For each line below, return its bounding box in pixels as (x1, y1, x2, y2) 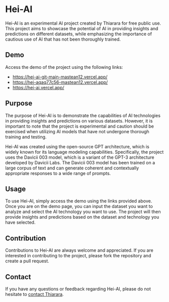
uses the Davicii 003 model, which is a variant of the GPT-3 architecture (5, 154, 154, 160)
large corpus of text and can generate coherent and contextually (5, 165, 139, 171)
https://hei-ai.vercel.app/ (12, 84, 64, 90)
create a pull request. (5, 258, 49, 264)
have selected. (5, 220, 36, 226)
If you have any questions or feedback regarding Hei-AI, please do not (5, 286, 151, 292)
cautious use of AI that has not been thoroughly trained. (5, 36, 121, 42)
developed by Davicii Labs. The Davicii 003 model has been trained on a (5, 159, 155, 165)
